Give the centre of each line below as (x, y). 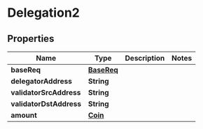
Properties (31, 39)
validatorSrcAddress (46, 92)
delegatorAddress (41, 81)
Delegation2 (44, 13)
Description (145, 58)
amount (24, 115)
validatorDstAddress (46, 104)
